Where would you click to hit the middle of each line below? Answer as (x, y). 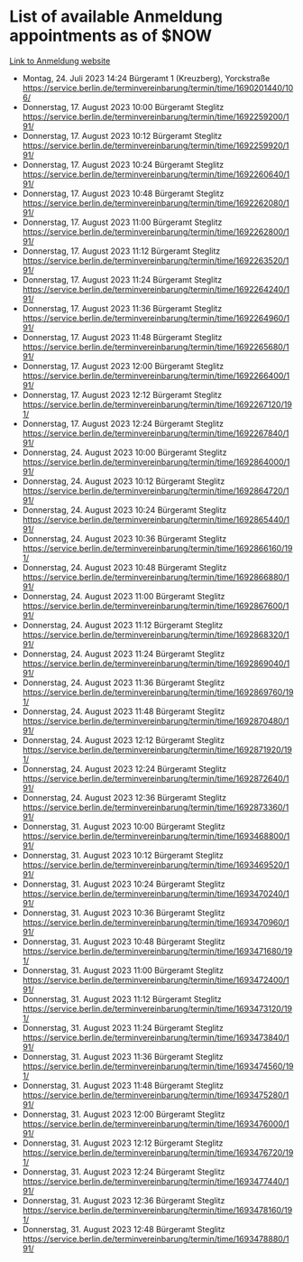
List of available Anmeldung (116, 17)
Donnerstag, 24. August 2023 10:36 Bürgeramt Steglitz (124, 538)
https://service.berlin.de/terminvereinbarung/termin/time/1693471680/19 (157, 951)
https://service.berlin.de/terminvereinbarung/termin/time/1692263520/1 (156, 260)
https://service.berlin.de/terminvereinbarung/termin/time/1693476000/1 (156, 1123)
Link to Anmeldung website (60, 60)
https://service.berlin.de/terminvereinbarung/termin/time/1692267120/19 (157, 404)
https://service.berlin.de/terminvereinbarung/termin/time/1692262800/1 (156, 231)
